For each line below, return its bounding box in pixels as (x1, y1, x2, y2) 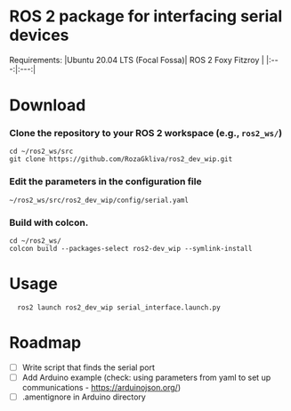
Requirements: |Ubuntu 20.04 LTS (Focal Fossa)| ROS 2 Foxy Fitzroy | (9, 54, 264, 65)
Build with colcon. (9, 216, 89, 229)
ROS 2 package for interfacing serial (9, 6, 283, 27)
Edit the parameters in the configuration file (9, 175, 202, 188)
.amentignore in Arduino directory (21, 391, 147, 402)
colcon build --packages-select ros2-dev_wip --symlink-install (9, 245, 253, 254)
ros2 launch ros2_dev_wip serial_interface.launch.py (17, 302, 221, 312)
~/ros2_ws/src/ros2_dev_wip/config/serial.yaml (9, 196, 190, 205)
